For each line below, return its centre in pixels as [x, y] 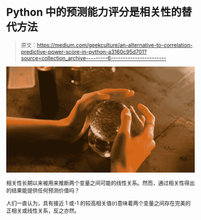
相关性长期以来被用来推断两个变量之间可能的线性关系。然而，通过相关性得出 [100, 183]
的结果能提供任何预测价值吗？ [43, 190]
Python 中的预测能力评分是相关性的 [94, 12]
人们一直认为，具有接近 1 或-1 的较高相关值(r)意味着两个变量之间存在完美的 [99, 203]
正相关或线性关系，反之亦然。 [43, 210]
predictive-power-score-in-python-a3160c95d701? [84, 52]
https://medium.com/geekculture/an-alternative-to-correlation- [115, 45]
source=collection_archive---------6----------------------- [93, 58]
